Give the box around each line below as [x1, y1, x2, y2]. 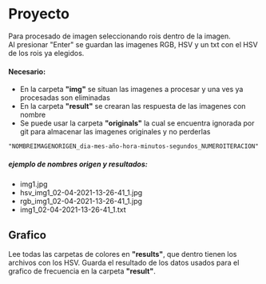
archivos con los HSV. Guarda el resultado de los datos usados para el [8, 258, 240, 267]
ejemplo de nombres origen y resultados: [8, 159, 148, 169]
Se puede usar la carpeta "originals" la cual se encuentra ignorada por [19, 118, 255, 128]
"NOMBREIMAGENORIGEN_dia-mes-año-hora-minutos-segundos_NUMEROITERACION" [8, 142, 260, 150]
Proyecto [8, 5, 70, 23]
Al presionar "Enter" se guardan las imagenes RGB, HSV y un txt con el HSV [8, 39, 258, 49]
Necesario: [8, 66, 46, 76]
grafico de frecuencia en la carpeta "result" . [8, 266, 156, 276]
